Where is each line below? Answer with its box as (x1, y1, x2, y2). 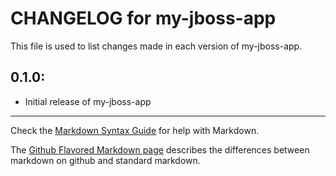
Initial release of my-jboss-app (24, 95, 152, 107)
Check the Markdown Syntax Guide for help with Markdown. (10, 124, 260, 136)
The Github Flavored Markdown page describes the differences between (10, 143, 310, 156)
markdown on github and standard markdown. (10, 154, 201, 166)
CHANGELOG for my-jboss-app (10, 7, 277, 30)
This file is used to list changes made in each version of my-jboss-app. (10, 40, 303, 52)
